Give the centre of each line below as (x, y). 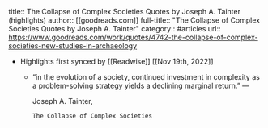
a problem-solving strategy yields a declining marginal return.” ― (140, 85)
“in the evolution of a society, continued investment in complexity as (146, 77)
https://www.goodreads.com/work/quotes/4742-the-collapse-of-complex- (133, 37)
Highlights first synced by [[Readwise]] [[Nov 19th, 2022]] (117, 61)
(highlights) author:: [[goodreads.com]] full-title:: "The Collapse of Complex (134, 20)
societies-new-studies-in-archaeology (73, 46)
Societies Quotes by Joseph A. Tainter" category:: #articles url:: (115, 29)
